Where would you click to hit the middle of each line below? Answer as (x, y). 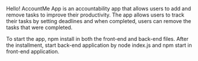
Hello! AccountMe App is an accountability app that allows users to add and (99, 9)
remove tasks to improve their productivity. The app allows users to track (95, 15)
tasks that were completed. (39, 27)
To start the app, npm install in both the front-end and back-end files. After (97, 39)
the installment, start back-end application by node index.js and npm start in (99, 45)
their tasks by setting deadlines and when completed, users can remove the (99, 21)
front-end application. (33, 52)
